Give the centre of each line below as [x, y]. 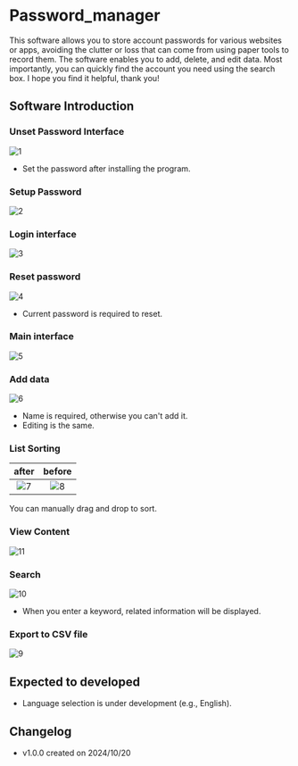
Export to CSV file [49, 634]
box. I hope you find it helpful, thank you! [84, 78]
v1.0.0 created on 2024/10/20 [76, 753]
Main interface [41, 337]
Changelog [41, 732]
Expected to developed [75, 682]
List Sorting [35, 449]
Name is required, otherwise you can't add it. [105, 416]
